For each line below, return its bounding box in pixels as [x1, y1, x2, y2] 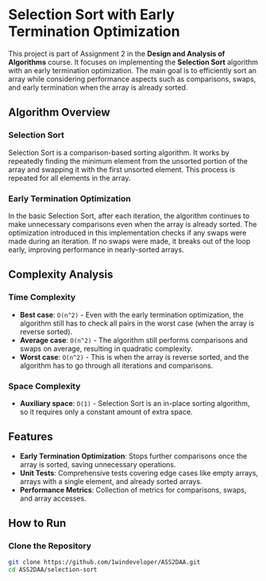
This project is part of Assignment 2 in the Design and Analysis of [8, 49, 226, 58]
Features [8, 430, 53, 443]
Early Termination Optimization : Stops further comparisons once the [19, 451, 248, 461]
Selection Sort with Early [8, 6, 175, 24]
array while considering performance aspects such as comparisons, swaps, [8, 74, 256, 84]
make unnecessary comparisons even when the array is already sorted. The [8, 219, 257, 228]
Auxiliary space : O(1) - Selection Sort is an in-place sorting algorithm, [19, 398, 250, 407]
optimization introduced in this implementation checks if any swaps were [8, 228, 247, 237]
